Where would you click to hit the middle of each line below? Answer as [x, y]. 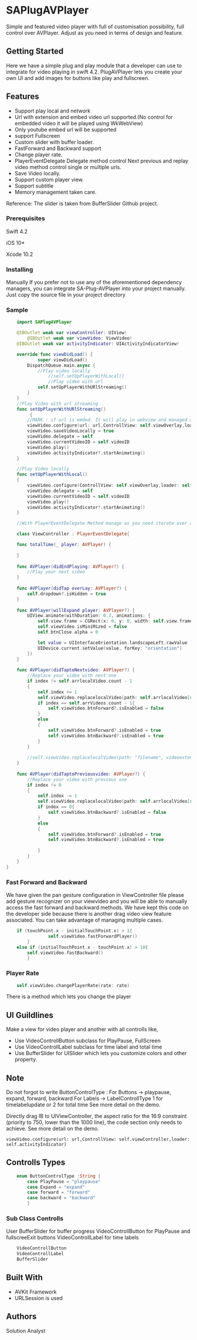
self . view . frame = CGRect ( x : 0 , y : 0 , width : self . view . [108, 621]
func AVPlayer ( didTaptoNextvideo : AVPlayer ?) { [76, 670]
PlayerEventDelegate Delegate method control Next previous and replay [101, 161]
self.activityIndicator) [36, 1145]
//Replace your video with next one [72, 676]
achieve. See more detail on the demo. [53, 1129]
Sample [17, 310]
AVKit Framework [35, 1292]
